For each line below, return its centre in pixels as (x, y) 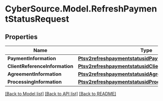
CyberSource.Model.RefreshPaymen (81, 9)
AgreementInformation (34, 74)
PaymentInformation (32, 58)
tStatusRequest (37, 19)
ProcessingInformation (35, 82)
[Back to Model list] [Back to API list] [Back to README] (61, 94)
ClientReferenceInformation (41, 66)
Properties (21, 37)
